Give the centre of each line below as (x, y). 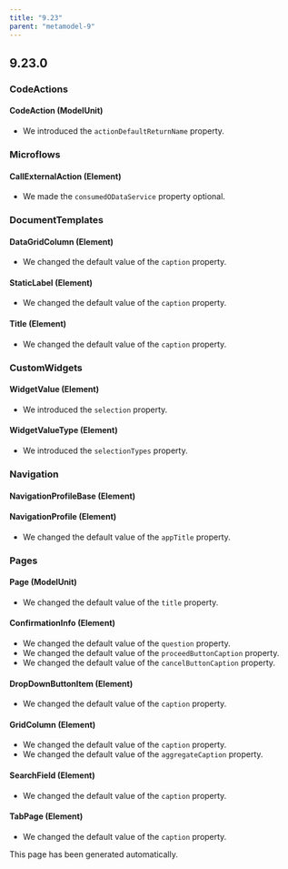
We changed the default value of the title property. (120, 602)
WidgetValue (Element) (55, 389)
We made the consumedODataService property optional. (124, 197)
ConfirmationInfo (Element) (63, 623)
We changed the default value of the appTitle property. (127, 537)
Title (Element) (38, 324)
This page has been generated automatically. (94, 854)
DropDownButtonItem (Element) (71, 683)
